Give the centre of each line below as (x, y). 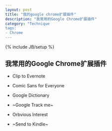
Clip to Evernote (29, 76)
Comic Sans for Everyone (38, 85)
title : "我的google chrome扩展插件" (41, 14)
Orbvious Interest (30, 114)
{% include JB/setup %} (30, 47)
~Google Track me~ (33, 105)
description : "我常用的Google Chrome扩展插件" (51, 19)
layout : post (19, 10)
